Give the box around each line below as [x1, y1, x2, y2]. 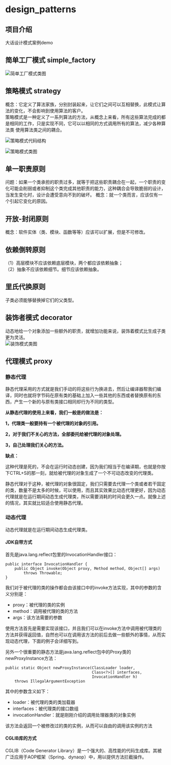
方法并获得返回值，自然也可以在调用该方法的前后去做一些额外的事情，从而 [5, 632, 161, 638]
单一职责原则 [5, 165, 46, 174]
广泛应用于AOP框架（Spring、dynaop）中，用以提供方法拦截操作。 [5, 754, 147, 760]
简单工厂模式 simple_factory [5, 56, 96, 65]
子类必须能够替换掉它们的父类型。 [5, 297, 77, 303]
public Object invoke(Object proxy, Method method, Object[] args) [14, 566, 160, 571]
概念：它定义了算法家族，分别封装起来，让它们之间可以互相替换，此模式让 [5, 101, 161, 107]
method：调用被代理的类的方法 [12, 608, 78, 614]
